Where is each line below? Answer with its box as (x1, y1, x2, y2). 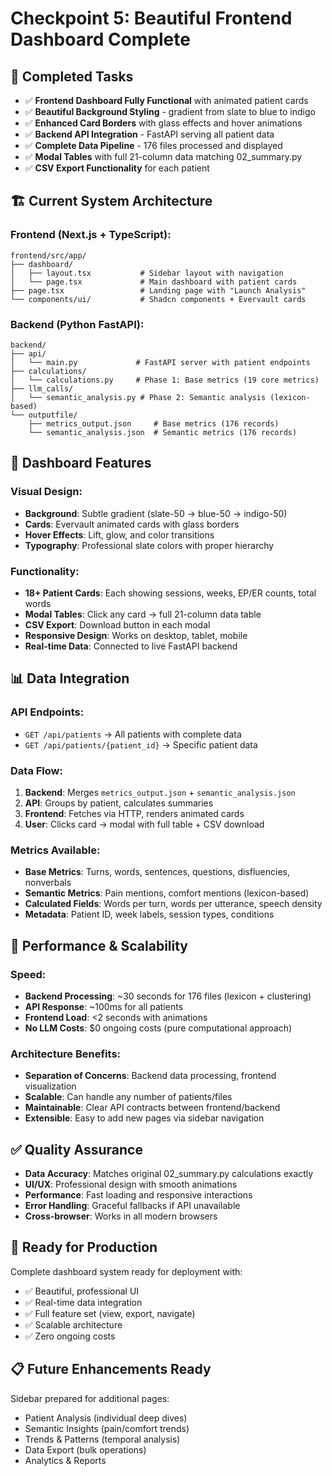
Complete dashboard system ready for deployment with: (10, 1265, 243, 1277)
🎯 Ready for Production (10, 1239, 158, 1256)
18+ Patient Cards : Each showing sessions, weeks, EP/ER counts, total (24, 587, 317, 599)
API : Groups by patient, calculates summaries (24, 797, 214, 809)
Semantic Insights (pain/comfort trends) (24, 1422, 190, 1434)
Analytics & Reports (24, 1454, 107, 1466)
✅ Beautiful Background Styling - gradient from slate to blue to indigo (24, 106, 316, 117)
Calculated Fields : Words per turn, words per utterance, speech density (24, 898, 323, 910)
